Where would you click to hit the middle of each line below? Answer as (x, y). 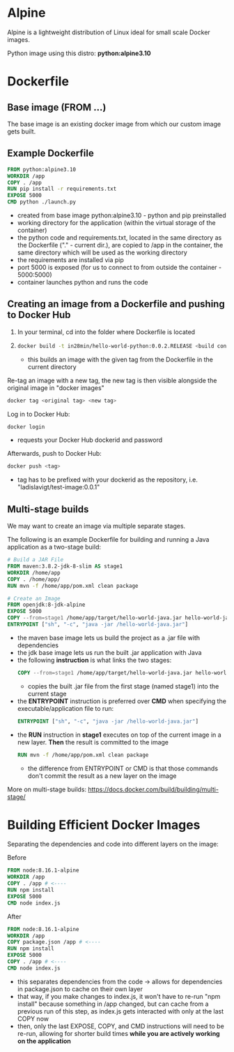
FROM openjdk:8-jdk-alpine (46, 605)
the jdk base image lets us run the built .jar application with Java (109, 652)
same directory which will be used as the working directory (102, 252)
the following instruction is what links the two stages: (94, 660)
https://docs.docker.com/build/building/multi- (154, 789)
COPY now (33, 1018)
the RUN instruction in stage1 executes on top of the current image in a (119, 735)
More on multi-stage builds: (47, 789)
